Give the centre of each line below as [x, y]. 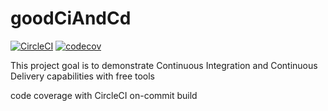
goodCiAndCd [71, 18]
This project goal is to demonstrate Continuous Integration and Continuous [164, 65]
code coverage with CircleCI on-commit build [104, 95]
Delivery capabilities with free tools [83, 76]
